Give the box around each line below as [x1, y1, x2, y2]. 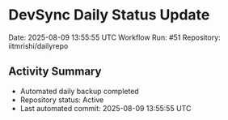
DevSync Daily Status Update [8, 6, 210, 24]
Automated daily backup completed [19, 86, 139, 96]
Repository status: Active [19, 95, 104, 105]
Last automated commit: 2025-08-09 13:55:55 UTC [19, 103, 192, 113]
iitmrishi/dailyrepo [8, 41, 69, 50]
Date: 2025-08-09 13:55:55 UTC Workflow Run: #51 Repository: [8, 32, 221, 42]
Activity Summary [8, 65, 102, 79]
